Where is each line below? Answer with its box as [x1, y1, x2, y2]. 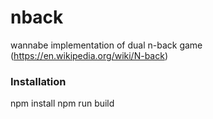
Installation [10, 74, 67, 88]
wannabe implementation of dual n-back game [10, 39, 203, 51]
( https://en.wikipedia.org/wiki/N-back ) [10, 49, 168, 61]
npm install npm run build [10, 97, 115, 110]
